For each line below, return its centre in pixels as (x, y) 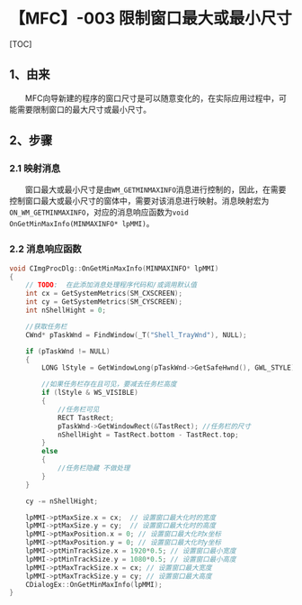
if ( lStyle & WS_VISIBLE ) (90, 393)
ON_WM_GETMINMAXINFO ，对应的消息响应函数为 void (99, 212)
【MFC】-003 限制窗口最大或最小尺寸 (151, 18)
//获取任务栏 (46, 326)
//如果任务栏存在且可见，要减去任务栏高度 (109, 384)
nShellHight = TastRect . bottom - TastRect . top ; (148, 435)
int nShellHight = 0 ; (66, 311)
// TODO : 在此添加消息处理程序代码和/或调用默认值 (111, 285)
